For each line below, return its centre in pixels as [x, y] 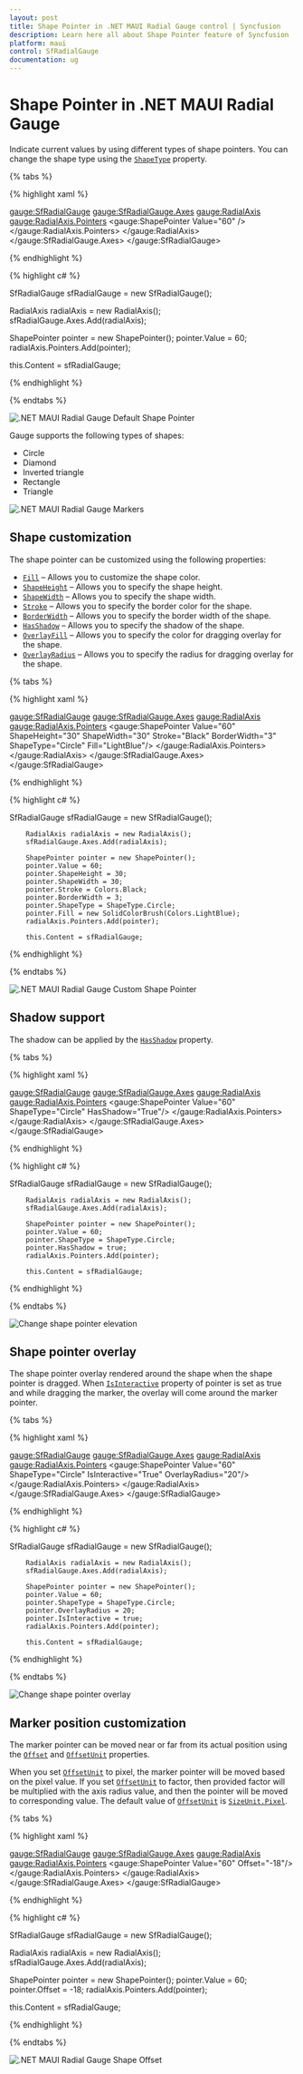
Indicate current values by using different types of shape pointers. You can [149, 149]
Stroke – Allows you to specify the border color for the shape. [137, 606]
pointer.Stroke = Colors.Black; [86, 890]
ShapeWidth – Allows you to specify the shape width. [119, 596]
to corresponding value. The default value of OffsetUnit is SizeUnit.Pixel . [148, 1801]
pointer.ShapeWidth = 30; [75, 881]
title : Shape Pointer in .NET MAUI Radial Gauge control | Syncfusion [145, 26]
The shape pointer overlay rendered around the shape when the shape [141, 1374]
